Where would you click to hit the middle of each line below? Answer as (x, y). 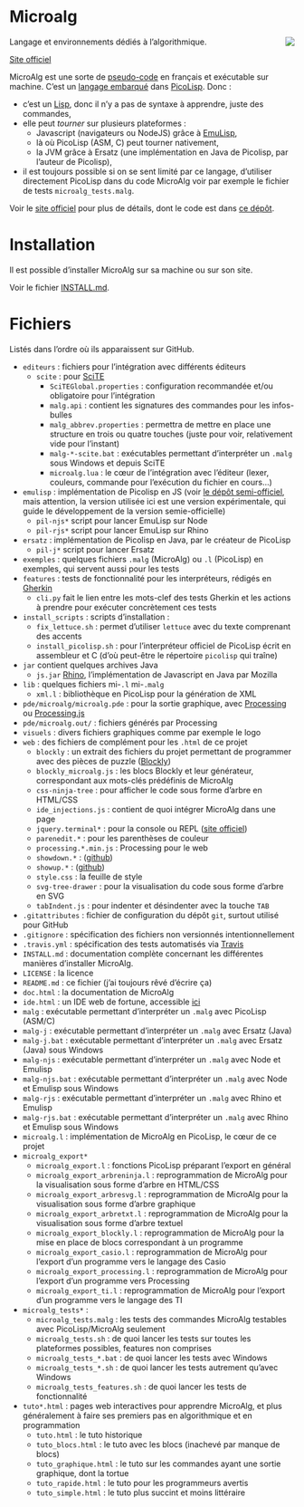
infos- (283, 405)
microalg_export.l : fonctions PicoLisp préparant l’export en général (163, 1165)
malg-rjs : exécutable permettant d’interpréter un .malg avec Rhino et (152, 1098)
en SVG (50, 896)
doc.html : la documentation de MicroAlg (98, 992)
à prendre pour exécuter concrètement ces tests (126, 607)
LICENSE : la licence (58, 973)
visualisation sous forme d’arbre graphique (116, 1204)
